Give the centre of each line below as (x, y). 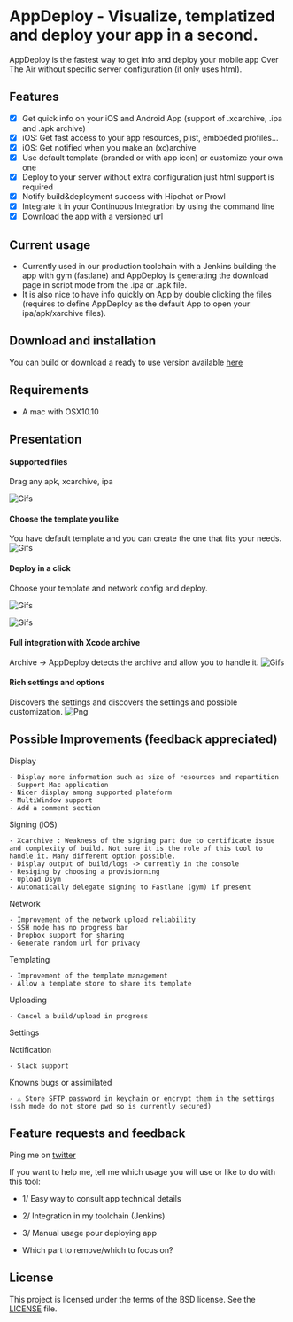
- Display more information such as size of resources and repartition (144, 777)
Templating (30, 959)
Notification (31, 1049)
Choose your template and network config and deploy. (108, 588)
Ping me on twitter (43, 1155)
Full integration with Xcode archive (75, 643)
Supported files (39, 461)
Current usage (50, 245)
